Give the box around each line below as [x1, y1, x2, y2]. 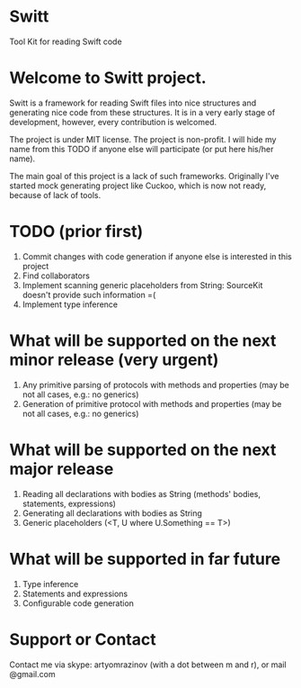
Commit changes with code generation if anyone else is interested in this [22, 250, 292, 262]
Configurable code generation [22, 597, 135, 609]
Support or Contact [9, 629, 156, 649]
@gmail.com [9, 668, 56, 679]
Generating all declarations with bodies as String [22, 507, 202, 519]
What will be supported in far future [9, 548, 281, 569]
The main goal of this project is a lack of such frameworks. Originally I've [9, 170, 279, 181]
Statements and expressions [22, 588, 128, 599]
